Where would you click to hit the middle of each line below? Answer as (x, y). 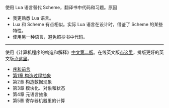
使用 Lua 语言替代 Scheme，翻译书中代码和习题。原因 (61, 7)
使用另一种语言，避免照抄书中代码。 (50, 37)
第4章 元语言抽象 (30, 94)
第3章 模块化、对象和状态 (39, 88)
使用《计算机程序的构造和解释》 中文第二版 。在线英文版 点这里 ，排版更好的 (82, 52)
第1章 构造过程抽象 (32, 75)
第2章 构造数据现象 (32, 82)
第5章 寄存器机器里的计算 (39, 100)
